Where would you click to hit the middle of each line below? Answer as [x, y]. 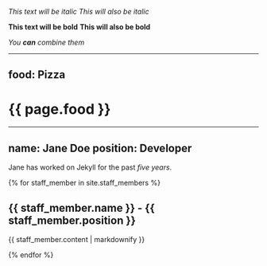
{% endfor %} [31, 255]
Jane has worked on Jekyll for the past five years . [90, 167]
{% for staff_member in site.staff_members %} [85, 183]
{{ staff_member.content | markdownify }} [77, 239]
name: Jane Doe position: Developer [100, 148]
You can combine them [46, 42]
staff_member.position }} [72, 220]
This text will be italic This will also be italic [79, 12]
